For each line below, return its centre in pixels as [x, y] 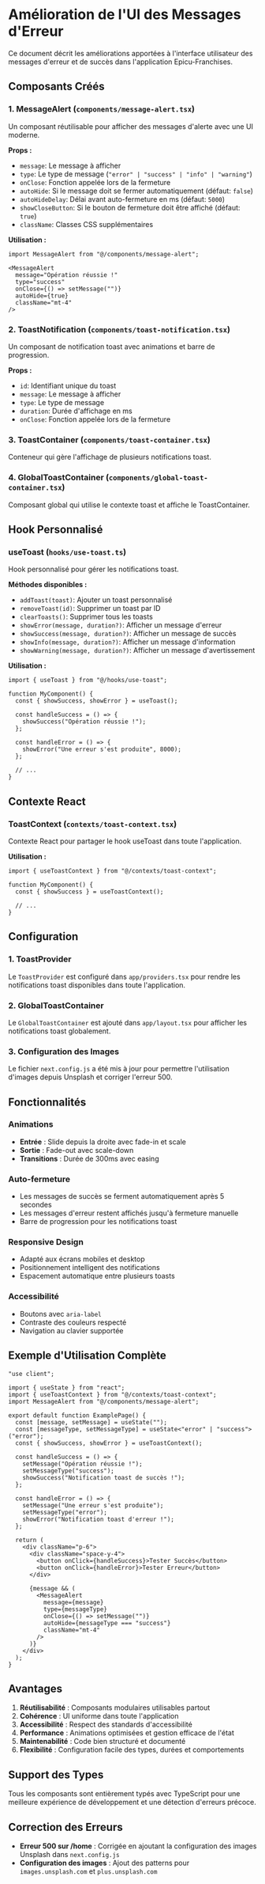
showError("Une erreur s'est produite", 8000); [102, 749]
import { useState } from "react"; [67, 1387]
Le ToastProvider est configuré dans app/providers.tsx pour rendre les [124, 976]
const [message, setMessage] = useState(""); [91, 1422]
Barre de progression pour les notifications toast [98, 1222]
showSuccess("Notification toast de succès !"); [104, 1477]
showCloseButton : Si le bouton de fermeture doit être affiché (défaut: [130, 207]
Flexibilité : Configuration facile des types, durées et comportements [132, 1749]
